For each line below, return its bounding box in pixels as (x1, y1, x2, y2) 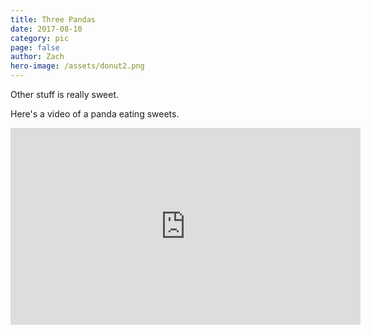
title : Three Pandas (10, 14, 97, 25)
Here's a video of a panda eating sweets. (10, 108, 180, 120)
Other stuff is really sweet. (10, 89, 120, 100)
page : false (10, 42, 60, 53)
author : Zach (10, 52, 65, 62)
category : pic (10, 33, 70, 43)
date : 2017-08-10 (10, 24, 83, 34)
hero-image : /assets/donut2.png (10, 61, 145, 71)
